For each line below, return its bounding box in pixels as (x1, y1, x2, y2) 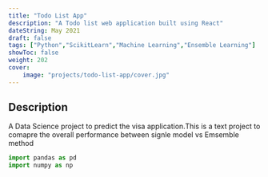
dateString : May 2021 (8, 26, 81, 34)
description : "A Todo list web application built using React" (8, 19, 224, 27)
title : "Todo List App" (8, 11, 88, 20)
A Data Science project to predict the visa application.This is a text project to (8, 121, 261, 132)
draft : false (8, 33, 52, 42)
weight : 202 (8, 57, 48, 65)
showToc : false (8, 49, 59, 57)
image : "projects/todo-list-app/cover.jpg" (22, 71, 170, 79)
